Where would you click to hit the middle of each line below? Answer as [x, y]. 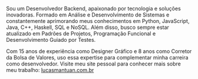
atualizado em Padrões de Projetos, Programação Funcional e [81, 34]
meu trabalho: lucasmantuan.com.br [50, 70]
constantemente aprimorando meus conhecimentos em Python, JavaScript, [98, 21]
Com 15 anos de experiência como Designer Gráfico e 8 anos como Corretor [99, 51]
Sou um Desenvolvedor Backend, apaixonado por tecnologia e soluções [93, 9]
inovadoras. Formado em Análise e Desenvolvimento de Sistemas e [88, 15]
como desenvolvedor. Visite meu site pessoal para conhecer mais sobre [93, 64]
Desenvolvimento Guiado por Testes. [51, 40]
